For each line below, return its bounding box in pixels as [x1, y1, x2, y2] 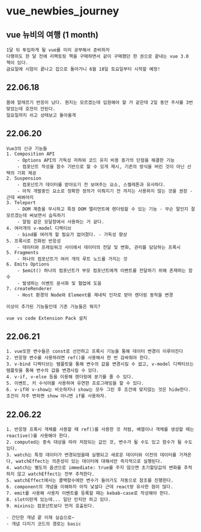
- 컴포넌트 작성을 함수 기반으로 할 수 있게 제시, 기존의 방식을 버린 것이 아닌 [17, 163, 185, 169]
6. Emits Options [6, 261, 50, 267]
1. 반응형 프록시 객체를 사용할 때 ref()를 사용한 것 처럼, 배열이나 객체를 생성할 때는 [6, 426, 194, 433]
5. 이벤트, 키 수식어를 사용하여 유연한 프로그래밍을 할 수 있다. [6, 380, 144, 387]
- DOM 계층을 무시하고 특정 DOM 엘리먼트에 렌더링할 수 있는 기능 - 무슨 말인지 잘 [17, 206, 196, 212]
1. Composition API [6, 151, 55, 157]
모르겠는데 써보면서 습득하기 [6, 212, 65, 219]
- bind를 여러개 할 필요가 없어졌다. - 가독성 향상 [17, 231, 127, 238]
